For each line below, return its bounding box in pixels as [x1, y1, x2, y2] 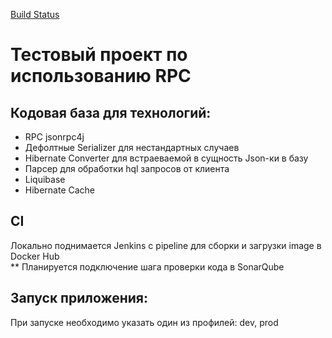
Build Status [10, 9, 60, 20]
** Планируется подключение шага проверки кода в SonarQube [10, 260, 285, 273]
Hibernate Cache [24, 184, 96, 196]
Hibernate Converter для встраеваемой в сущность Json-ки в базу [24, 152, 309, 164]
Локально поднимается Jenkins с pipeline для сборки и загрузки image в [10, 239, 322, 251]
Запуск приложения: [10, 290, 148, 307]
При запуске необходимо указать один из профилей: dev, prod [10, 316, 279, 328]
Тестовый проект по [10, 44, 188, 66]
